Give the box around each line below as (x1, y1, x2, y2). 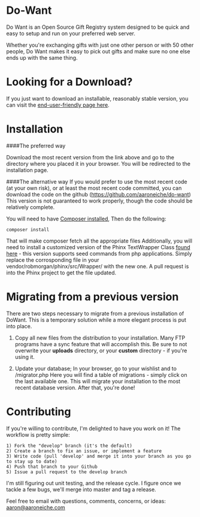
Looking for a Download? (6, 75, 133, 89)
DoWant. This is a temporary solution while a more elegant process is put (6, 316, 187, 323)
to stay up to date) (6, 458, 58, 464)
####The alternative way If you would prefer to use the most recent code (6, 178, 187, 185)
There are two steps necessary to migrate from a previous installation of (6, 310, 184, 317)
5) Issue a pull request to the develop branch (6, 468, 128, 475)
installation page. (6, 166, 49, 174)
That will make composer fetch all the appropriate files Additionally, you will (6, 237, 193, 244)
